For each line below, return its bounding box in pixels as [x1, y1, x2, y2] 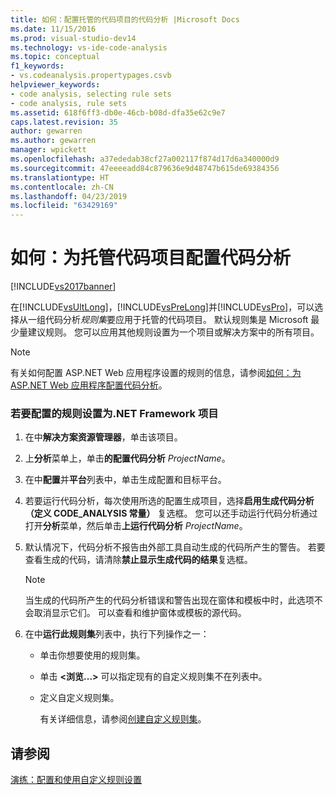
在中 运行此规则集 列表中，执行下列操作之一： [24, 628, 210, 640]
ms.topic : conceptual [10, 52, 101, 62]
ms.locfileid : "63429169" [10, 201, 118, 211]
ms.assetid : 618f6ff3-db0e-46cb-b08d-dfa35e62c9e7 [10, 107, 226, 118]
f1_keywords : [10, 61, 65, 71]
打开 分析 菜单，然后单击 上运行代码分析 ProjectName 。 [24, 520, 248, 532]
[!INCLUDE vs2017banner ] [10, 281, 117, 293]
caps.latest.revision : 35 [10, 117, 118, 127]
